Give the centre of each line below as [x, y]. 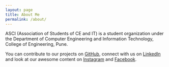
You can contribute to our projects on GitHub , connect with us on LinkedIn [83, 54]
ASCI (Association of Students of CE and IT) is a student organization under [84, 34]
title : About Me [22, 15]
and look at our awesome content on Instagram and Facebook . [71, 59]
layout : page [19, 10]
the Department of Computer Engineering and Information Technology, [79, 39]
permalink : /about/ [26, 19]
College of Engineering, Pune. [37, 44]
